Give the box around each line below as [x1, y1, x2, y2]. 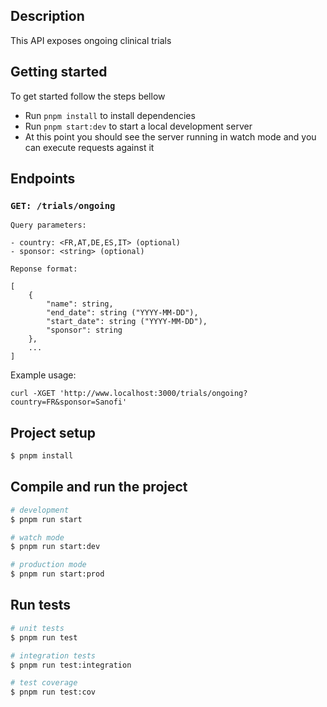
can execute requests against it [24, 141, 155, 153]
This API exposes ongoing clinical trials [10, 34, 172, 46]
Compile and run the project [10, 479, 188, 496]
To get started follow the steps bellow [10, 90, 166, 102]
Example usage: [10, 369, 77, 381]
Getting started [10, 64, 108, 81]
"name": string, [46, 299, 114, 309]
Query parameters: [10, 220, 87, 231]
